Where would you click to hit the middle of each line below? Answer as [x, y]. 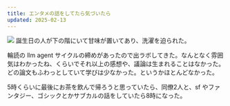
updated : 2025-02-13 [37, 20]
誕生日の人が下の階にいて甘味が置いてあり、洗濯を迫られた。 [103, 40]
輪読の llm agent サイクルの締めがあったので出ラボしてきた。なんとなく [109, 55]
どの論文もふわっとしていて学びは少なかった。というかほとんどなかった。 [113, 72]
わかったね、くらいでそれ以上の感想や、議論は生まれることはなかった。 [122, 63]
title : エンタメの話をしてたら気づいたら [59, 13]
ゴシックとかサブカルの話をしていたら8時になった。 [112, 95]
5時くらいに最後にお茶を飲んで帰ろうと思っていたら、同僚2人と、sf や [108, 87]
